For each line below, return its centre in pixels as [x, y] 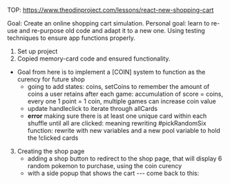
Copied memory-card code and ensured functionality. [94, 59]
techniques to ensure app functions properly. [71, 38]
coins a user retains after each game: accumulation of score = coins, [125, 94]
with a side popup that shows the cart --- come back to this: [113, 173]
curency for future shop [51, 79]
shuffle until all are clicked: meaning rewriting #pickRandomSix [117, 123]
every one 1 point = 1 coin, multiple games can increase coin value [122, 101]
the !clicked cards [53, 138]
